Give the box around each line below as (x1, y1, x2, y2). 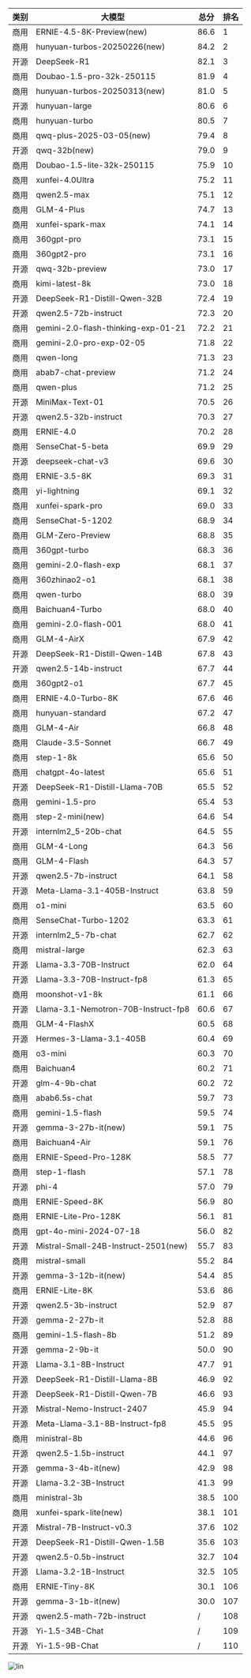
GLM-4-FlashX (36, 1019, 95, 1029)
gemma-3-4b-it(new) (36, 1462, 121, 1473)
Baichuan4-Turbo (36, 604, 103, 614)
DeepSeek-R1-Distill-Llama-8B (36, 1374, 158, 1384)
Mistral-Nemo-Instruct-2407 (36, 1403, 148, 1414)
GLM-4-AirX (36, 633, 84, 644)
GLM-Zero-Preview (36, 530, 111, 540)
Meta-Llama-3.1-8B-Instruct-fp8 (36, 1418, 167, 1428)
